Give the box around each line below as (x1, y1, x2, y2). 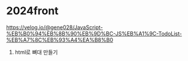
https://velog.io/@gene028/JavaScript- (6, 24, 103, 31)
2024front (6, 4, 59, 18)
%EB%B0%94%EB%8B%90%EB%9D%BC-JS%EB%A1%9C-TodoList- (6, 30, 183, 37)
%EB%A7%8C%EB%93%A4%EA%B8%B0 (6, 36, 114, 43)
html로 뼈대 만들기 (14, 49, 58, 56)
